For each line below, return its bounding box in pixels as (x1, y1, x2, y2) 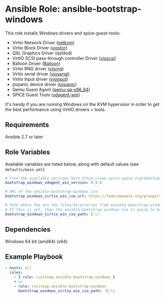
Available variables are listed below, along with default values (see (5, 161, 139, 167)
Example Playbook (5, 252, 63, 261)
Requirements (5, 121, 49, 129)
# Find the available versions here (5, 176, 80, 181)
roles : (9, 270, 23, 275)
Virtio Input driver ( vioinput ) (12, 76, 69, 82)
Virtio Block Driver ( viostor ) (12, 45, 68, 51)
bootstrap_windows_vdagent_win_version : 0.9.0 (5, 180, 102, 185)
